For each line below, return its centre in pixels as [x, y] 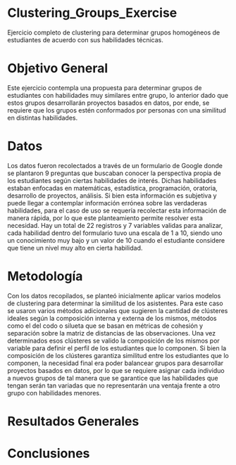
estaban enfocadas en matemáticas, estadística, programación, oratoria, [113, 188]
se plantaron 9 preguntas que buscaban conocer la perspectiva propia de [114, 173]
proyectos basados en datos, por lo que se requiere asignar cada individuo [116, 370]
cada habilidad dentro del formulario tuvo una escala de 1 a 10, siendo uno [115, 233]
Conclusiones [49, 453]
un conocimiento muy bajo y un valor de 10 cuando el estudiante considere [116, 240]
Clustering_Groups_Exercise [92, 13]
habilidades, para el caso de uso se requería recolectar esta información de [117, 210]
